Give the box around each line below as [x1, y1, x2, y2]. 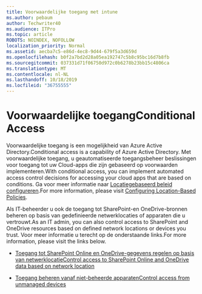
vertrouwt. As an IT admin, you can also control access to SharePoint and [6, 218, 189, 225]
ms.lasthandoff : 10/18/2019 [6, 77, 78, 83]
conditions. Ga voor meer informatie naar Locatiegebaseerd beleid [6, 180, 173, 187]
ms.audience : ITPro [6, 26, 56, 32]
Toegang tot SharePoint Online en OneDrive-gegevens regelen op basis [15, 249, 195, 256]
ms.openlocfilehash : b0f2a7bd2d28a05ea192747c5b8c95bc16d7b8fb [6, 54, 170, 60]
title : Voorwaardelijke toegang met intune [6, 9, 118, 15]
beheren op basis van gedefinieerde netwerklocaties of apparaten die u [6, 211, 186, 219]
